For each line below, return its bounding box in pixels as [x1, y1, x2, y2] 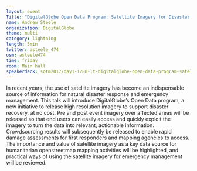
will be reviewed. [6, 159, 47, 166]
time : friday [6, 57, 38, 63]
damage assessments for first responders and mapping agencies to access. [6, 134, 190, 141]
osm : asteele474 [6, 52, 46, 58]
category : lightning [6, 36, 57, 42]
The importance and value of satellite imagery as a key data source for [6, 141, 177, 148]
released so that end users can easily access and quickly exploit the [6, 115, 171, 123]
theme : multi [6, 30, 38, 36]
